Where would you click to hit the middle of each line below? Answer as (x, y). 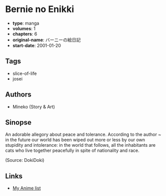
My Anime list (27, 188)
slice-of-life (24, 73)
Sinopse (18, 122)
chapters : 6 (25, 34)
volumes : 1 (24, 28)
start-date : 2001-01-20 (37, 45)
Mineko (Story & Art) (34, 107)
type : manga (26, 23)
